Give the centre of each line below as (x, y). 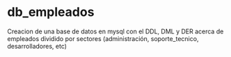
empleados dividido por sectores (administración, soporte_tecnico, (103, 38)
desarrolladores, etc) (37, 46)
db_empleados (51, 12)
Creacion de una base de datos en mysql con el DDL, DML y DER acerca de (115, 31)
